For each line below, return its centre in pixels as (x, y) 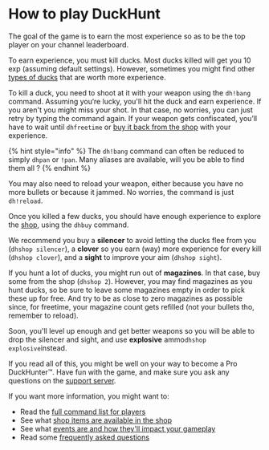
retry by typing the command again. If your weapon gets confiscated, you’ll (133, 118)
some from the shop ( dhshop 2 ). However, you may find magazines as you (130, 281)
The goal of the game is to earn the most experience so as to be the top (127, 36)
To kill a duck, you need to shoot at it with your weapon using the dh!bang (130, 92)
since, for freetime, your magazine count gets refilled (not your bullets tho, (131, 306)
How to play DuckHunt (84, 14)
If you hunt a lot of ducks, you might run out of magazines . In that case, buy (134, 273)
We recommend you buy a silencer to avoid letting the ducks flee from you (132, 240)
